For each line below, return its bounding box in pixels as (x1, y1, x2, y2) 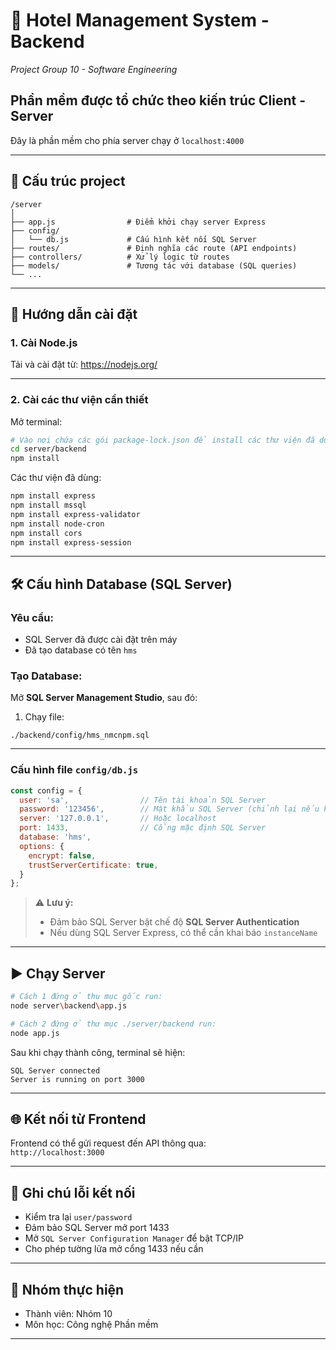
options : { (19, 841, 65, 851)
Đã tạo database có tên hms (24, 644, 138, 656)
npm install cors (10, 528, 83, 538)
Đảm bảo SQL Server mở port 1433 (24, 1222, 170, 1234)
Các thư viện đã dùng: (10, 472, 102, 484)
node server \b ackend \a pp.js (10, 1001, 128, 1011)
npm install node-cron (10, 519, 105, 529)
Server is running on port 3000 (10, 1074, 145, 1084)
